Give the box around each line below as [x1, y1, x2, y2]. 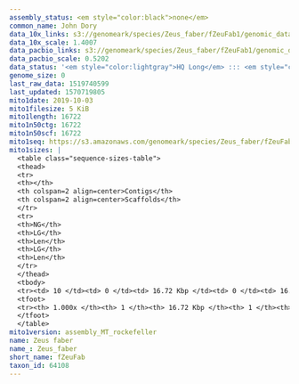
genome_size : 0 [9, 71, 66, 80]
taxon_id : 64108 [9, 361, 69, 370]
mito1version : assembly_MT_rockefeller [9, 328, 158, 337]
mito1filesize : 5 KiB [9, 104, 90, 113]
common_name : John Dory [9, 21, 98, 30]
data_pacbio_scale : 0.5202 [9, 54, 109, 63]
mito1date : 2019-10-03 [9, 95, 93, 105]
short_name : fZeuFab [9, 353, 86, 362]
